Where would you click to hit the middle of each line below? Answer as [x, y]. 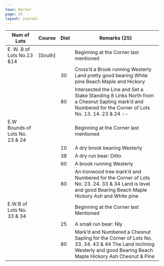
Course [47, 38]
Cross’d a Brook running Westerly [113, 70]
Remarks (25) [116, 38]
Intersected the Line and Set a [109, 90]
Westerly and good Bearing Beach [114, 250]
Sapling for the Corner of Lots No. [113, 238]
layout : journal [21, 19]
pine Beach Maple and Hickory [110, 82]
